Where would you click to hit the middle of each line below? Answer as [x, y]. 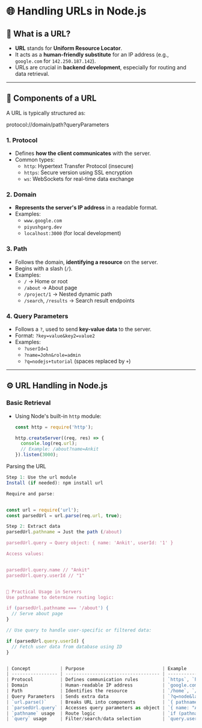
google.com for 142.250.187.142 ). [55, 61]
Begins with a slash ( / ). [44, 268]
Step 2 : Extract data [33, 526]
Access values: [25, 554]
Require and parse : [31, 494]
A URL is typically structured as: [46, 113]
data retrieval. [32, 74]
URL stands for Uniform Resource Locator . [69, 48]
